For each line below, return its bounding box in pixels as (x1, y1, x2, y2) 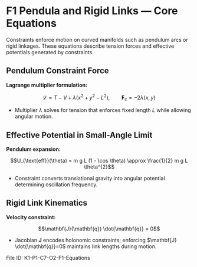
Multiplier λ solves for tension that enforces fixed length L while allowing (14, 107, 192, 114)
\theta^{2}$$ (83, 163, 115, 170)
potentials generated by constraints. (6, 48, 94, 55)
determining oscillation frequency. (14, 181, 98, 188)
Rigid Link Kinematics (6, 198, 87, 208)
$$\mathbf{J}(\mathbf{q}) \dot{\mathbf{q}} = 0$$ (38, 225, 160, 232)
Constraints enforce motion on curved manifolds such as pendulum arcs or (6, 36, 188, 43)
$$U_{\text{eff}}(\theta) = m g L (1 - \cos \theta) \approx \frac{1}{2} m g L (10, 157, 188, 164)
